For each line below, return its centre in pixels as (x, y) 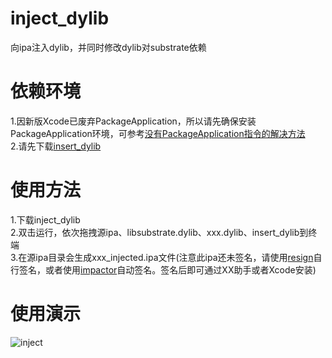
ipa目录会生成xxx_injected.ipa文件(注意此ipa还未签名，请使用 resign (174, 257)
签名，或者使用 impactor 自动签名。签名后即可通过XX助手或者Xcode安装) (167, 269)
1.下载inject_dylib (45, 219)
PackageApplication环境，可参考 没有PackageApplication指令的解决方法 (158, 133)
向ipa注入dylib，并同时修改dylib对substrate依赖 (108, 47)
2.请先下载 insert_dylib (56, 146)
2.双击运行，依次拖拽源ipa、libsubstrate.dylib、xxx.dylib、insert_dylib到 (159, 232)
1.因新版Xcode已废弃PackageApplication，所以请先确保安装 (133, 121)
